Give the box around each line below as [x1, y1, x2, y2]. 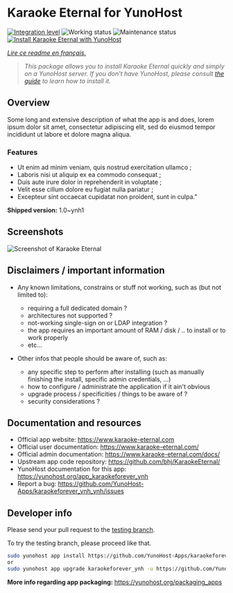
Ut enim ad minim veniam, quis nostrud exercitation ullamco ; [17, 163, 192, 171]
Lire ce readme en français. [7, 49, 87, 57]
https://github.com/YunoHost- [58, 480, 144, 488]
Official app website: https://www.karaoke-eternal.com [17, 436, 175, 444]
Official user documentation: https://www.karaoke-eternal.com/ [17, 442, 199, 452]
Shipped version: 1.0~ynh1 [7, 206, 85, 214]
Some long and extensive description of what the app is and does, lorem [7, 115, 214, 123]
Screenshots [7, 226, 64, 238]
